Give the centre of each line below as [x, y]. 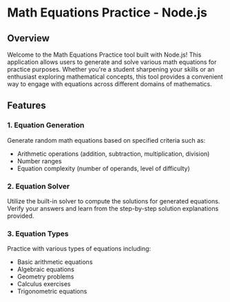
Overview [29, 38]
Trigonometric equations [52, 292]
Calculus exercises [44, 284]
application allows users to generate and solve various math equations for [112, 62]
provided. [21, 216]
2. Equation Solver [39, 186]
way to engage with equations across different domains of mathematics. [109, 84]
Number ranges [39, 161]
